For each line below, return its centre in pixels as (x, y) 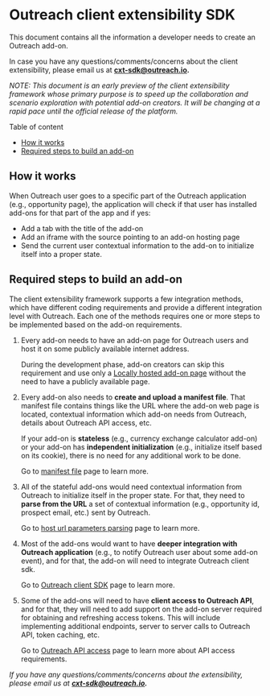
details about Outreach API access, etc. (86, 423)
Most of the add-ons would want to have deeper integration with (129, 543)
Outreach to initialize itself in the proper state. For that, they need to (133, 495)
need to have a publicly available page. (85, 381)
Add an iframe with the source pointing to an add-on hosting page (130, 237)
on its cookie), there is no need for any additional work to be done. (131, 455)
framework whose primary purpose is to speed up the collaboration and (129, 93)
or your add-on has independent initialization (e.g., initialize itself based (141, 447)
